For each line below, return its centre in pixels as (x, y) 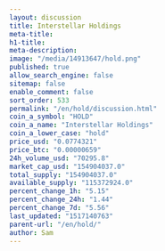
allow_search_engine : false (62, 76)
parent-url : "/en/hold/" (55, 224)
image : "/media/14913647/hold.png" (75, 59)
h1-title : (28, 42)
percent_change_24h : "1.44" (62, 200)
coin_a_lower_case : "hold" (59, 134)
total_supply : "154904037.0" (63, 174)
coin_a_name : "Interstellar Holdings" (81, 125)
